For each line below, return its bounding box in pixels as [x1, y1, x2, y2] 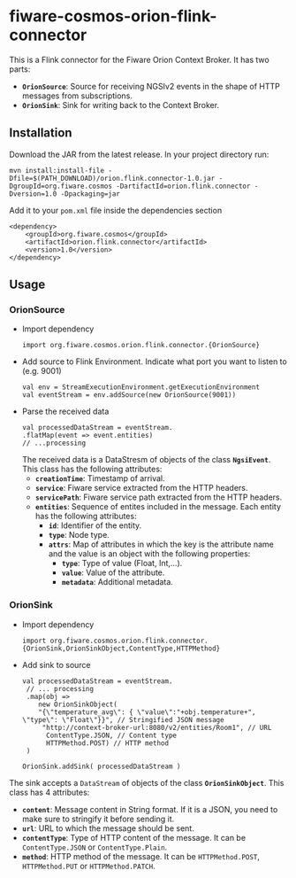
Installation [9, 126, 72, 141]
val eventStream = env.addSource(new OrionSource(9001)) [21, 391, 237, 400]
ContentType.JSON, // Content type [45, 731, 177, 740]
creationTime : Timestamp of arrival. [34, 473, 165, 484]
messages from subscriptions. [21, 90, 133, 101]
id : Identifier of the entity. [48, 520, 142, 531]
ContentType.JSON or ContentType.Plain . [21, 842, 168, 852]
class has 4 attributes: [9, 787, 90, 797]
